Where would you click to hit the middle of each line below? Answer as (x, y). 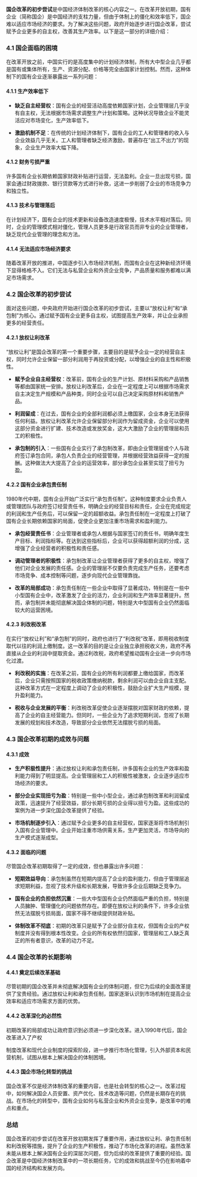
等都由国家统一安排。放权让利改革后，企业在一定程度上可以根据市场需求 (102, 386)
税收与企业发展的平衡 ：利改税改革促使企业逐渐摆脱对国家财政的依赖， (99, 708)
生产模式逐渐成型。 (38, 838)
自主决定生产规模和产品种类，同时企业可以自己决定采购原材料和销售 (97, 394)
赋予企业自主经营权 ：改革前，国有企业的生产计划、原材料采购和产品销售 (102, 379)
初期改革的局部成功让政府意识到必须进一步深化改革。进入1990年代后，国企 (97, 1030)
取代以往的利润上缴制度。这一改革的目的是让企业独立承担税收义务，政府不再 (98, 646)
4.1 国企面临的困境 (32, 48)
